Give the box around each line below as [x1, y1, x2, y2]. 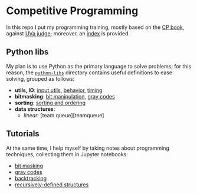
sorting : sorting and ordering [14, 99, 86, 106]
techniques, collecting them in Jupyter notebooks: [6, 150, 129, 157]
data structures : [14, 105, 55, 113]
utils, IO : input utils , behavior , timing [14, 87, 103, 94]
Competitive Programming [6, 4, 139, 18]
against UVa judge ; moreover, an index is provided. [6, 29, 130, 37]
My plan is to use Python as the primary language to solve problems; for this [6, 63, 192, 70]
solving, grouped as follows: [6, 75, 75, 82]
